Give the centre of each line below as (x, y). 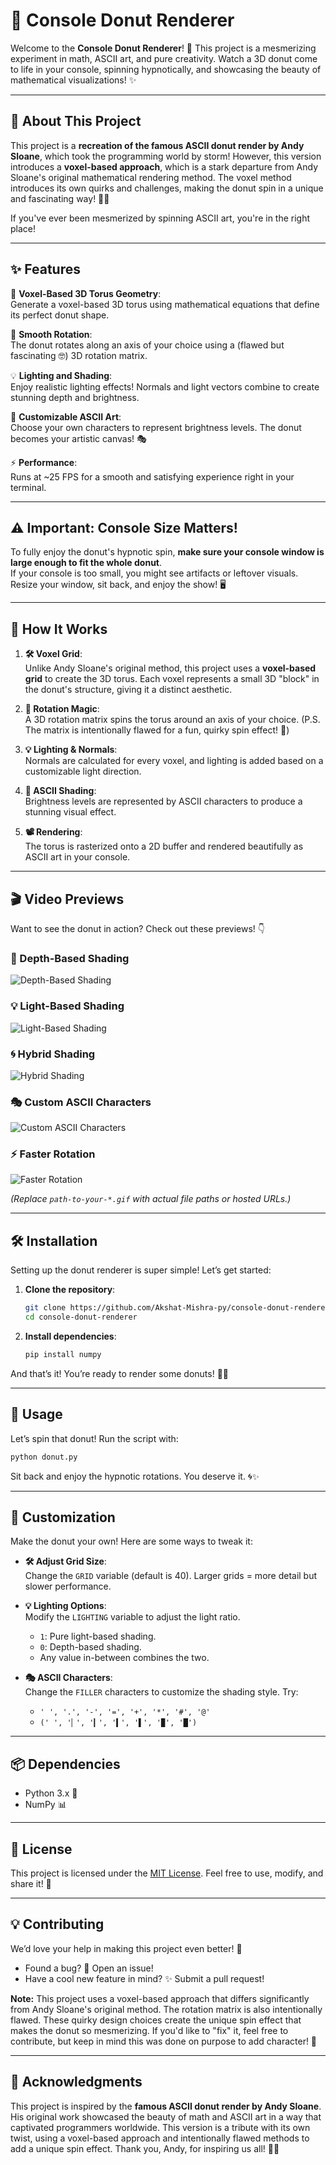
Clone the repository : (70, 1290)
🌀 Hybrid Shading (53, 1054)
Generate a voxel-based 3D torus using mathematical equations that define (165, 304)
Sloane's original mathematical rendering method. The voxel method (151, 177)
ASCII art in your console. (77, 857)
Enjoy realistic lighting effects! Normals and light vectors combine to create (165, 386)
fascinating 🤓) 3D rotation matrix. (79, 355)
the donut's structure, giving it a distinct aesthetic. (128, 690)
